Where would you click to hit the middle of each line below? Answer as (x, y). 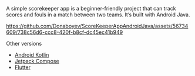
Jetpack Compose (37, 61)
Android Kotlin (32, 55)
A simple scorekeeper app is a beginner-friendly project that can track (91, 8)
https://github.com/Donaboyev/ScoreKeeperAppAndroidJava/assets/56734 (97, 26)
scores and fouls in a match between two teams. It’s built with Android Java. (98, 15)
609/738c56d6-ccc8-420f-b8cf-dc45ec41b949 (65, 32)
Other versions (24, 44)
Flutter (23, 67)
